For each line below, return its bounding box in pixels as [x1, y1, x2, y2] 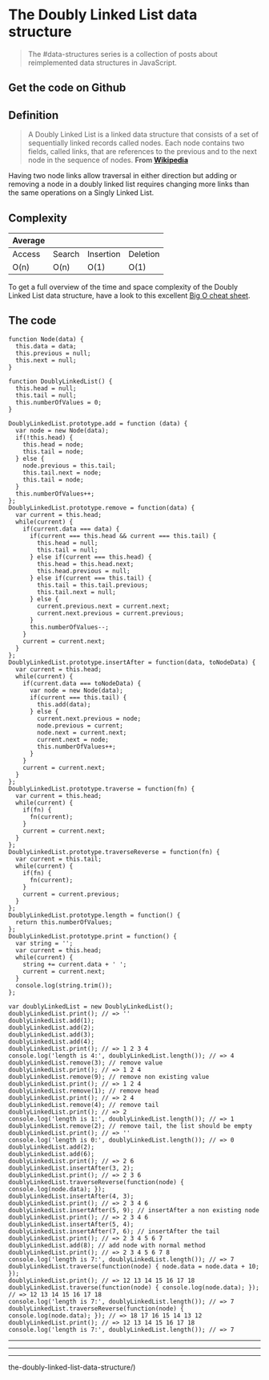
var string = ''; [15, 939, 74, 947]
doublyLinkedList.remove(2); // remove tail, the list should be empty [8, 1122, 252, 1130]
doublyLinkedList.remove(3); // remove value [8, 1058, 163, 1067]
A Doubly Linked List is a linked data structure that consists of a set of [27, 130, 259, 140]
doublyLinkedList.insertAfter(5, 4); [8, 1220, 134, 1228]
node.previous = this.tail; [22, 462, 116, 470]
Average [12, 234, 46, 246]
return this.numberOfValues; [15, 918, 113, 926]
